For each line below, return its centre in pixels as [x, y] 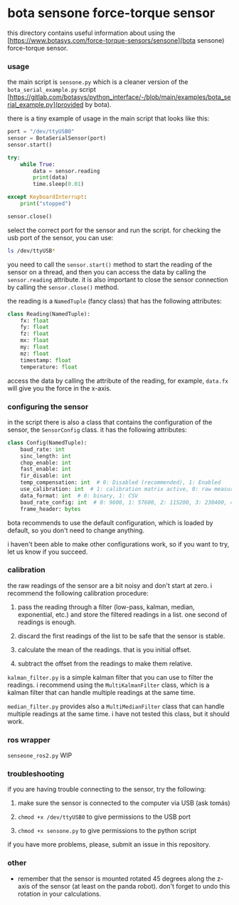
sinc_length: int [46, 456]
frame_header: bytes [51, 509]
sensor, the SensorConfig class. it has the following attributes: [97, 430]
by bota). [98, 105]
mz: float [35, 353]
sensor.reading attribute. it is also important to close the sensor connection [118, 279]
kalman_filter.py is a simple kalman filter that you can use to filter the [110, 677]
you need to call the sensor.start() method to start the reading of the [110, 264]
